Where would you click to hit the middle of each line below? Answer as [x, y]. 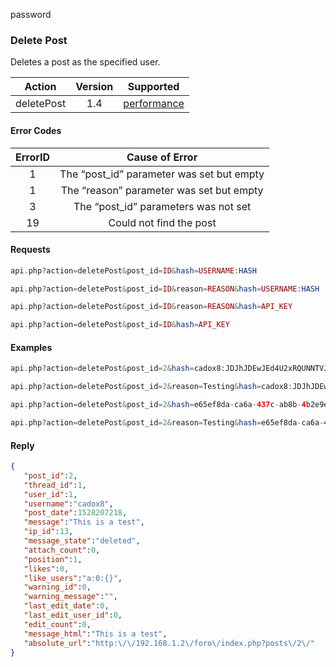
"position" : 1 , [53, 559]
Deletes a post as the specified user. [85, 62]
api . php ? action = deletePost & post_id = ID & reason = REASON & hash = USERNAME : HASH [165, 289]
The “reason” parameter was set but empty [162, 190]
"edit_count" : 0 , [57, 624]
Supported [153, 87]
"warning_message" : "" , [70, 597]
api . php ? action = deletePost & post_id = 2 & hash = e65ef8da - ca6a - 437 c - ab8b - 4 [158, 405]
